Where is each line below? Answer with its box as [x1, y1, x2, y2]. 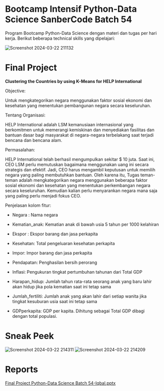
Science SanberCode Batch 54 [5, 14, 132, 25]
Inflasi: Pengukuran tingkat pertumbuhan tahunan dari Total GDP [12, 269, 143, 275]
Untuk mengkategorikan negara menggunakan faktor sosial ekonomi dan [5, 97, 152, 103]
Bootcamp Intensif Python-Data [5, 3, 137, 15]
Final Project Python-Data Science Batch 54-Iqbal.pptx [5, 380, 116, 386]
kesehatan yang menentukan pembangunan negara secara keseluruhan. [5, 102, 151, 109]
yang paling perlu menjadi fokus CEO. [5, 193, 81, 198]
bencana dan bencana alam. [5, 137, 63, 143]
